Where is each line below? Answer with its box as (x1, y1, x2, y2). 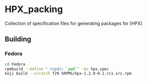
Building (5, 35, 31, 44)
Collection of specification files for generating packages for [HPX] (5, 20, 142, 26)
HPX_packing (5, 4, 63, 15)
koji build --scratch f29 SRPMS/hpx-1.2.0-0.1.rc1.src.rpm (5, 71, 132, 76)
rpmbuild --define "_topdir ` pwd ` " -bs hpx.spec (5, 66, 109, 71)
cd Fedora (5, 62, 26, 67)
